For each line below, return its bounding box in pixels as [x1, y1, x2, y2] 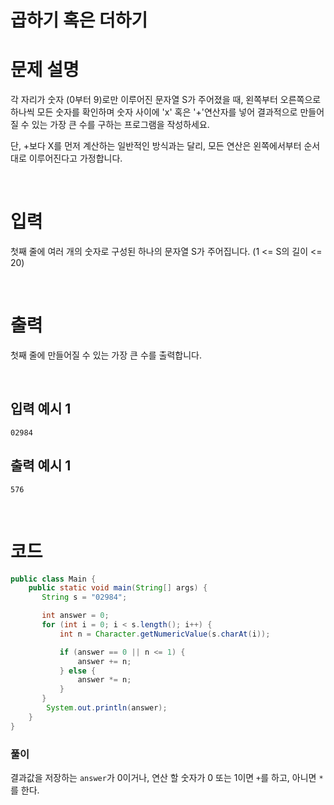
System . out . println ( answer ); [46, 703, 168, 713]
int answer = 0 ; [41, 611, 110, 621]
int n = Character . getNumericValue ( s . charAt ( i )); [59, 629, 271, 639]
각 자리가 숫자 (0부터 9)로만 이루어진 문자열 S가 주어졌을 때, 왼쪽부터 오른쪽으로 [10, 94, 322, 106]
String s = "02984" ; [41, 592, 128, 603]
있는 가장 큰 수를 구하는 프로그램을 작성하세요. [31, 119, 210, 131]
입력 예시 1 [10, 401, 72, 418]
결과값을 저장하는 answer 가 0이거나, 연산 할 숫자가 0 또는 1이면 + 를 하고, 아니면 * [10, 771, 324, 783]
